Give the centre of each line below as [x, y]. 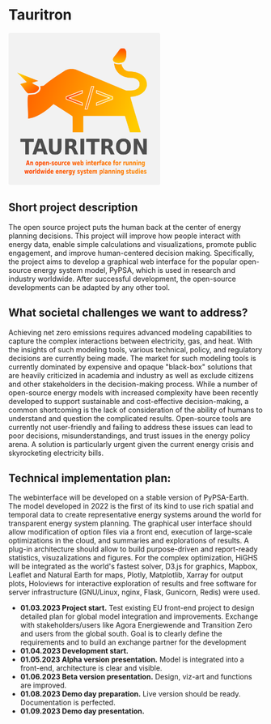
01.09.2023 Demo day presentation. [82, 711]
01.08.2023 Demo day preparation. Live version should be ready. [130, 694]
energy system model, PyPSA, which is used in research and [135, 270]
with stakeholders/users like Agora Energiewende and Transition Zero [136, 625]
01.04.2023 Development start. [74, 651]
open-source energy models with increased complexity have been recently [133, 392]
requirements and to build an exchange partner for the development [133, 642]
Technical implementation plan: [90, 478]
